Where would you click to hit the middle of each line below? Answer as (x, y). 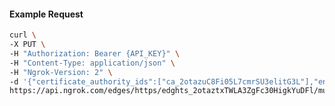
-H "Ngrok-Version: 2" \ (61, 72)
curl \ (23, 35)
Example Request (46, 14)
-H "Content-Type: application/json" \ (92, 63)
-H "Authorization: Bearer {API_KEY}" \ (95, 53)
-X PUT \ (27, 45)
